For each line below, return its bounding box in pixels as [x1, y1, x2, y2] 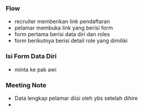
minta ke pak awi [14, 66, 57, 73]
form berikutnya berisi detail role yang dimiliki [14, 37, 128, 45]
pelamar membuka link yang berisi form [14, 24, 113, 31]
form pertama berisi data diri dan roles [14, 31, 110, 38]
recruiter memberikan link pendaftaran [14, 18, 110, 25]
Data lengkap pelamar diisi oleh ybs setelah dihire [14, 95, 138, 102]
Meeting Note [5, 81, 46, 89]
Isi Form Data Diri [5, 52, 57, 61]
